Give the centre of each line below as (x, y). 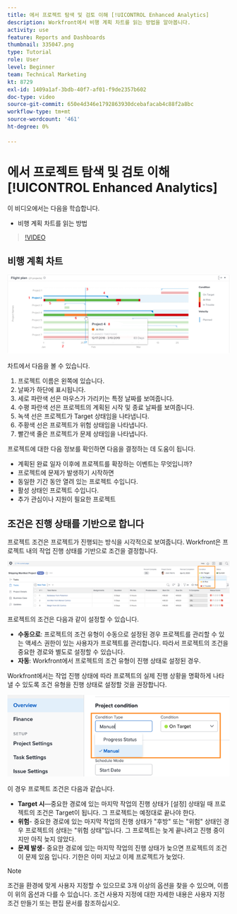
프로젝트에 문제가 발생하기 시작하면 (66, 473)
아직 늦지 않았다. (53, 839)
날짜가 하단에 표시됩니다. (51, 390)
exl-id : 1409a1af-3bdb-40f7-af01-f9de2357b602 (77, 89)
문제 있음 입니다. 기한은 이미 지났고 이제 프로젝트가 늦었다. (105, 856)
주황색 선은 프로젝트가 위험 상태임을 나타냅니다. (83, 425)
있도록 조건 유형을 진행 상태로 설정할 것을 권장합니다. (95, 684)
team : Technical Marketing (47, 74)
